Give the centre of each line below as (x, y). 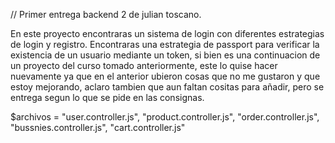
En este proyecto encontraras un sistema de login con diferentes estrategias (167, 33)
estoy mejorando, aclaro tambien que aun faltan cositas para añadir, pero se (167, 87)
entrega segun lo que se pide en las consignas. (107, 97)
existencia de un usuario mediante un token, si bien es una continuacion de (165, 55)
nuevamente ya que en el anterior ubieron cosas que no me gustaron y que (165, 76)
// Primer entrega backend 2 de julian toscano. (106, 14)
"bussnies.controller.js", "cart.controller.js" (98, 127)
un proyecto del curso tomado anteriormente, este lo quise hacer (144, 65)
